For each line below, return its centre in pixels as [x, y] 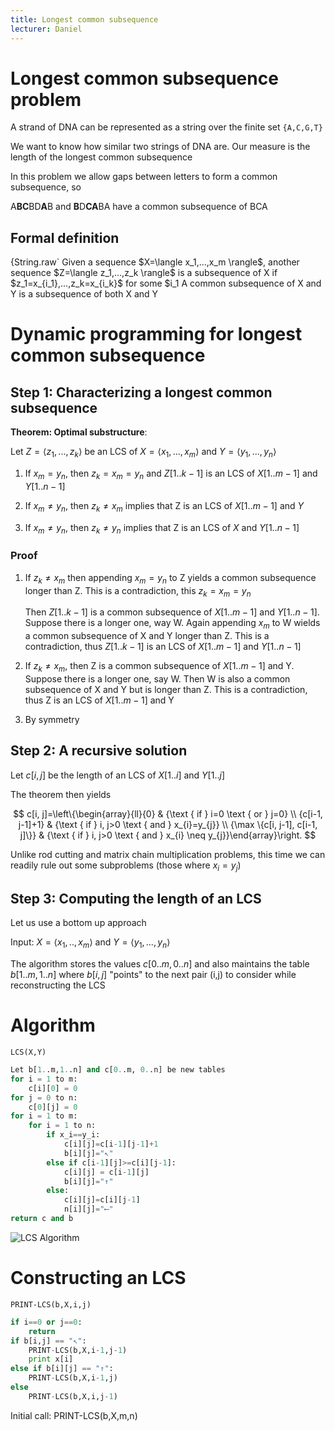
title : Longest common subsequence [84, 19]
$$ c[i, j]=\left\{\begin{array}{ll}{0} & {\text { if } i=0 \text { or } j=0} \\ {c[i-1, [168, 813]
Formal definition [65, 237]
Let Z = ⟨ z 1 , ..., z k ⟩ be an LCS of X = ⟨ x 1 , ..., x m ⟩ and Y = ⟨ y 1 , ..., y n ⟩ [143, 453]
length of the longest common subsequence [101, 157]
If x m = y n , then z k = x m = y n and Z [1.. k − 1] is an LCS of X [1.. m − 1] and [171, 474]
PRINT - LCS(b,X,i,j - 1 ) [73, 1396]
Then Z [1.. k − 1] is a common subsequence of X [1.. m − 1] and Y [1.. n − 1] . [172, 612]
